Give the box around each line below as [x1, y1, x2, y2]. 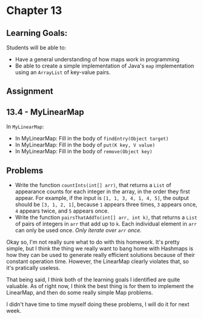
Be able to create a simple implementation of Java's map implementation [15, 62, 195, 69]
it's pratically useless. [6, 264, 61, 272]
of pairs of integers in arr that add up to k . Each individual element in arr [15, 220, 197, 228]
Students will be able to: [6, 44, 67, 51]
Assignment [6, 86, 53, 97]
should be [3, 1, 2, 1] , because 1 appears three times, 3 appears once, [15, 201, 198, 208]
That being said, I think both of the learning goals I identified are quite [6, 276, 181, 283]
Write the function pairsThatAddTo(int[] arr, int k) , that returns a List [15, 214, 198, 221]
